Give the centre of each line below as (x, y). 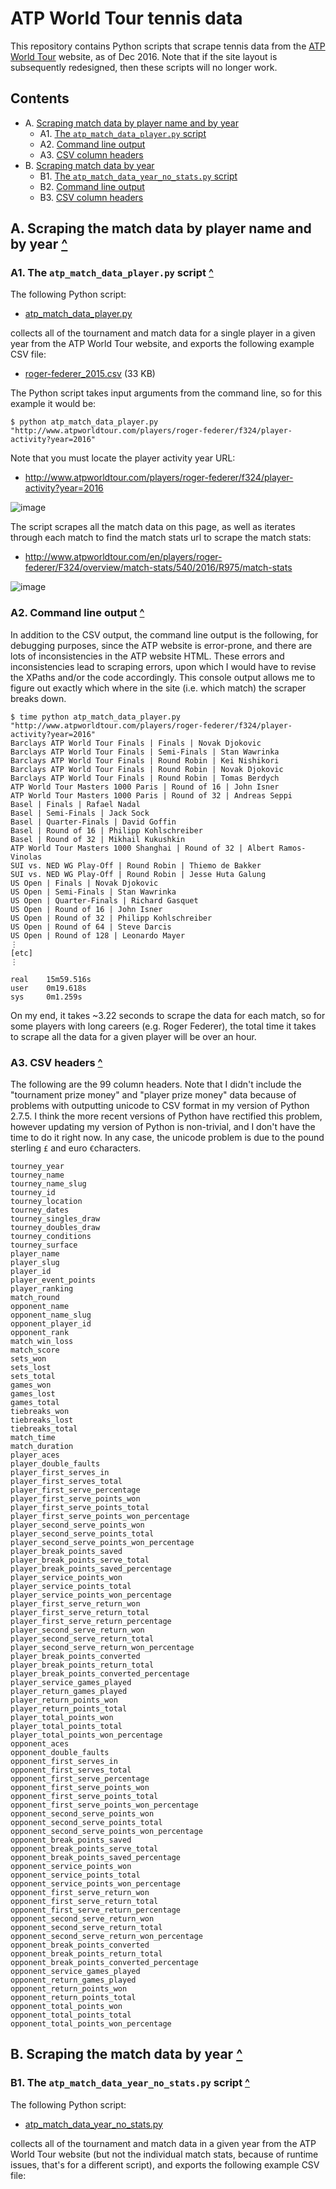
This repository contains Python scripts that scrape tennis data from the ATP (168, 46)
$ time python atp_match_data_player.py (96, 717)
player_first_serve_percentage (75, 1490)
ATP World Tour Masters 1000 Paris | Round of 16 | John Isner (145, 787)
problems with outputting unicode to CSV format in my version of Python (160, 1106)
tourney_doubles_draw (55, 1228)
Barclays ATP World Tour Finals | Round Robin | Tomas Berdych (145, 778)
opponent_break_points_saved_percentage (96, 1858)
